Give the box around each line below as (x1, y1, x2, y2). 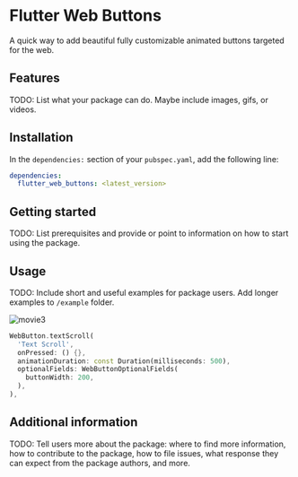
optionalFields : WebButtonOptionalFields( (17, 365, 179, 374)
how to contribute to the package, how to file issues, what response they (9, 447, 279, 458)
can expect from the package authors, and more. (9, 457, 191, 468)
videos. (9, 104, 37, 115)
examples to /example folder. (9, 297, 115, 308)
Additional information (9, 414, 138, 430)
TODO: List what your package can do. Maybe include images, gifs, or (9, 94, 269, 105)
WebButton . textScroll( (9, 331, 94, 341)
